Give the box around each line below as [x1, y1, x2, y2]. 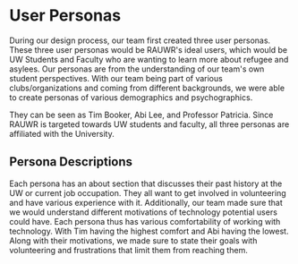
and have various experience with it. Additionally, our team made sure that [9, 197, 284, 208]
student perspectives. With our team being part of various [9, 72, 224, 83]
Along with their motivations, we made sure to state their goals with [9, 234, 258, 246]
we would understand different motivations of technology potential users [9, 207, 277, 217]
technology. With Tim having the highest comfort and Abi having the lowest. [9, 226, 289, 236]
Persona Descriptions [9, 154, 132, 170]
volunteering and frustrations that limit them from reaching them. [9, 244, 248, 255]
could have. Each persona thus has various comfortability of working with [9, 216, 281, 226]
